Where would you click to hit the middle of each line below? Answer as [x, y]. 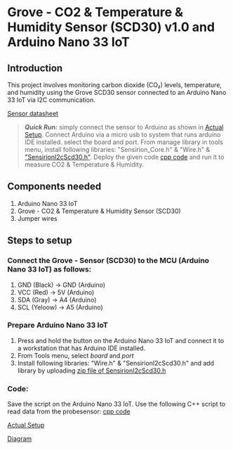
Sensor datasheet [33, 114]
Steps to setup [40, 241]
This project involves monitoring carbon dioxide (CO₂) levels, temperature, [115, 85]
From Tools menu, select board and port [76, 355]
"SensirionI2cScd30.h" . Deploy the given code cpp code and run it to [124, 157]
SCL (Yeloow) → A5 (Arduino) [60, 307]
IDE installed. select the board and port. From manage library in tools [124, 142]
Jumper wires [37, 218]
